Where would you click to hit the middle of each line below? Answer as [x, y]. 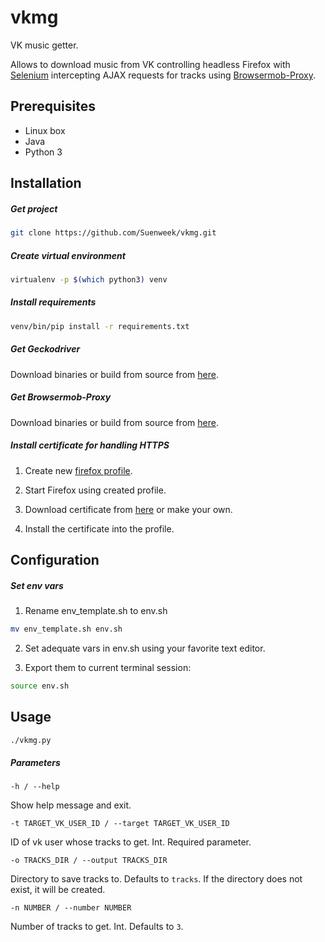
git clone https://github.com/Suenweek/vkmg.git [113, 233]
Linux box [45, 130]
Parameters [35, 762]
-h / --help [35, 787]
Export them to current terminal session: [108, 667]
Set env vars [37, 585]
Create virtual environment [68, 255]
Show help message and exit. [71, 805]
